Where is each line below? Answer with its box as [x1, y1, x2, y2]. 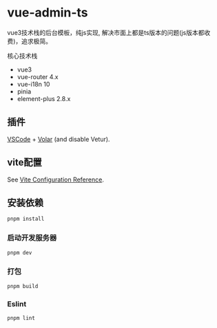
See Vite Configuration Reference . [7, 175, 105, 184]
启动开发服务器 [7, 233, 57, 243]
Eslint [7, 299, 27, 309]
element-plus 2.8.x [17, 94, 71, 102]
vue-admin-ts [7, 5, 88, 21]
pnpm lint [7, 314, 36, 321]
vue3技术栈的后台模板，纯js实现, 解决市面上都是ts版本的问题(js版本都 [7, 28, 205, 36]
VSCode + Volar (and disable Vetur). [7, 135, 110, 143]
